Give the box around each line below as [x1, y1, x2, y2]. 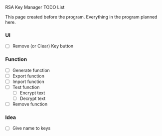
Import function [12, 78, 45, 84]
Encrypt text [19, 89, 45, 95]
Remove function [12, 101, 48, 107]
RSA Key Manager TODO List [5, 4, 65, 10]
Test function [12, 84, 40, 90]
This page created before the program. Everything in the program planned [5, 14, 158, 19]
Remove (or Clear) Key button [12, 43, 74, 49]
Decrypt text [19, 95, 46, 101]
